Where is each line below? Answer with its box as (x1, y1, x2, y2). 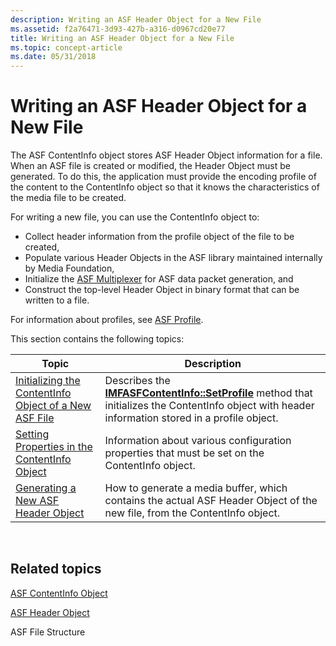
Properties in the (15, 440, 93, 454)
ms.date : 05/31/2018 (10, 52, 97, 62)
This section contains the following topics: (10, 333, 185, 345)
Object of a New (15, 399, 92, 413)
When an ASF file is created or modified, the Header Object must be (10, 160, 291, 172)
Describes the (104, 374, 171, 388)
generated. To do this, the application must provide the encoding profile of (10, 171, 317, 183)
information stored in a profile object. (104, 411, 279, 425)
